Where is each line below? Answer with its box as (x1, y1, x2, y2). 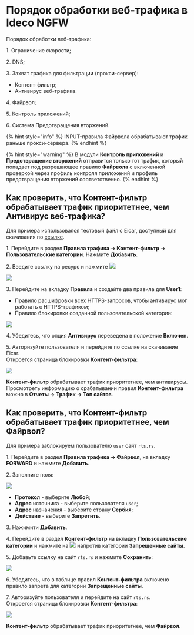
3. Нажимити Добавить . (6, 524, 68, 531)
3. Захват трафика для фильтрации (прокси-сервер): (6, 70, 139, 77)
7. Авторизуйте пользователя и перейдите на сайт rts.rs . (6, 593, 151, 601)
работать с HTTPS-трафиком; (14, 303, 90, 310)
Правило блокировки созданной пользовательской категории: (14, 309, 173, 316)
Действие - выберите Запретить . (14, 512, 101, 519)
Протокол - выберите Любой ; (14, 493, 91, 501)
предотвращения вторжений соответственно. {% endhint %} (6, 176, 159, 183)
